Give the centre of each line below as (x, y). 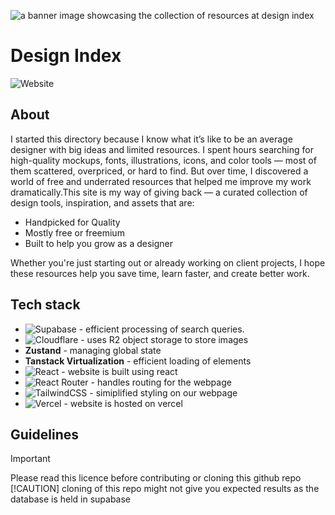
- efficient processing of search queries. (161, 329)
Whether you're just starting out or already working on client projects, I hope (168, 262)
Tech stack (45, 305)
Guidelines (44, 434)
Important (30, 459)
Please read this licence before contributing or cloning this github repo (156, 478)
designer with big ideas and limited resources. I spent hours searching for (162, 149)
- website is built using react (119, 371)
